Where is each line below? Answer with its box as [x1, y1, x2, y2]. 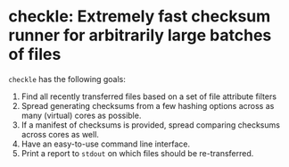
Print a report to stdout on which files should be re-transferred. [21, 147, 254, 158]
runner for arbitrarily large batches [8, 25, 272, 46]
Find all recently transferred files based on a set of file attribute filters [21, 91, 277, 102]
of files [8, 45, 62, 64]
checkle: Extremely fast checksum [8, 6, 271, 27]
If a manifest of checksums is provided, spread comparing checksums [21, 119, 280, 130]
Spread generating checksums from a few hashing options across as [21, 100, 275, 111]
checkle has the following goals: [8, 73, 127, 84]
